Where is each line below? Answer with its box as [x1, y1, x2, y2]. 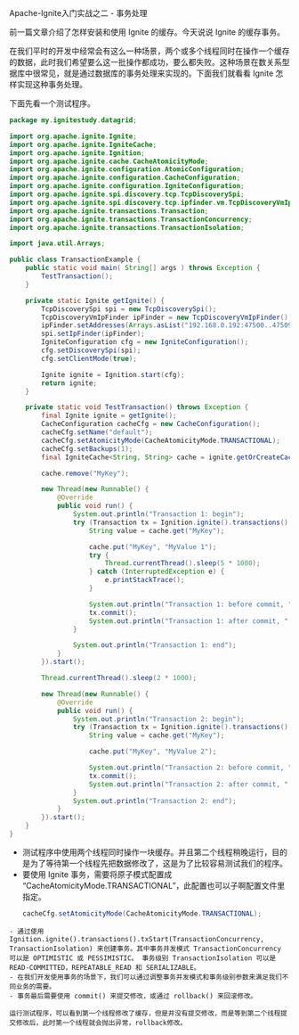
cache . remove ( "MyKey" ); [41, 469, 129, 478]
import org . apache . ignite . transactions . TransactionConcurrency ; [9, 215, 253, 224]
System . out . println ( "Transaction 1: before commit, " [88, 600, 293, 609]
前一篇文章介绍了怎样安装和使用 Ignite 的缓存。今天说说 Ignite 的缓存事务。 [9, 27, 285, 37]
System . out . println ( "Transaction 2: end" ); [72, 796, 238, 805]
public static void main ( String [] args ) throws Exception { [25, 264, 261, 273]
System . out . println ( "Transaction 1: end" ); [72, 641, 238, 650]
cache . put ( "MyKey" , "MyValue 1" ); [88, 542, 217, 551]
